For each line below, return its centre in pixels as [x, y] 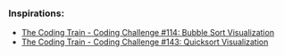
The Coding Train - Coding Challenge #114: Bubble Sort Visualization [147, 33]
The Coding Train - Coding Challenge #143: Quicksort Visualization [145, 42]
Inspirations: [36, 13]
